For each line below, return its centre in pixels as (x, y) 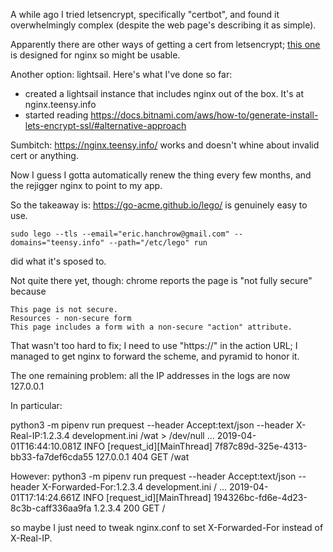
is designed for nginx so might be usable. (95, 55)
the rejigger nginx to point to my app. (86, 185)
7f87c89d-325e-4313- (261, 446)
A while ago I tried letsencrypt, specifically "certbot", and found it (145, 14)
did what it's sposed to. (58, 261)
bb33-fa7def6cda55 (52, 457)
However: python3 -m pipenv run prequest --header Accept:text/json (153, 476)
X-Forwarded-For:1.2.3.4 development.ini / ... (134, 487)
